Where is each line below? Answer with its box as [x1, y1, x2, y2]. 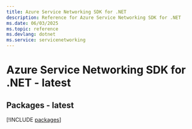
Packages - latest [6, 100, 74, 110]
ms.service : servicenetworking [6, 37, 86, 43]
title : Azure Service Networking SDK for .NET [6, 8, 127, 15]
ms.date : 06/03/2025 [6, 20, 59, 26]
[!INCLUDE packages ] [6, 116, 62, 123]
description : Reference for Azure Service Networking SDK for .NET [6, 15, 182, 21]
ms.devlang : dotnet [6, 31, 56, 38]
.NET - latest [6, 76, 71, 90]
